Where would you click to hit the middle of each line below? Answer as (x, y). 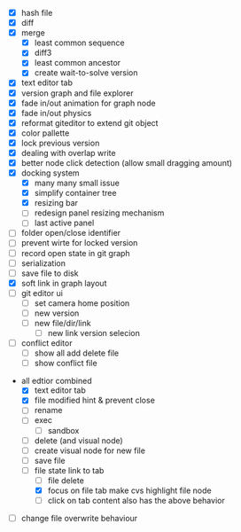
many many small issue (77, 183)
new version (57, 313)
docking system (51, 173)
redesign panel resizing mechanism (99, 213)
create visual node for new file (89, 450)
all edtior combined (56, 381)
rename (48, 411)
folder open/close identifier (71, 233)
